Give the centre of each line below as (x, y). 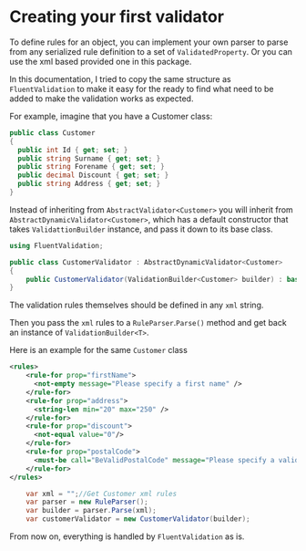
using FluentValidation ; (56, 245)
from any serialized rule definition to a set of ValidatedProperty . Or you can (151, 51)
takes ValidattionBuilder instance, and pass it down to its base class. (141, 229)
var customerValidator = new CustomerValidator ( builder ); (138, 519)
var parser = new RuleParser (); (87, 502)
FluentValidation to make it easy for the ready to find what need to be (142, 88)
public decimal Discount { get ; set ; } (93, 175)
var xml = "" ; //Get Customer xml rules (102, 494)
